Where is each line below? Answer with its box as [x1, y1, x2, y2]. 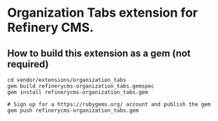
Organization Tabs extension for [7, 5, 198, 21]
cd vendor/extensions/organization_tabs [7, 76, 127, 83]
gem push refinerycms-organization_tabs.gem [7, 107, 139, 114]
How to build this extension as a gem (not [7, 47, 191, 59]
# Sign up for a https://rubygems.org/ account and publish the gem [7, 101, 211, 108]
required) [7, 58, 49, 70]
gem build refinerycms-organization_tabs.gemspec [7, 83, 155, 90]
